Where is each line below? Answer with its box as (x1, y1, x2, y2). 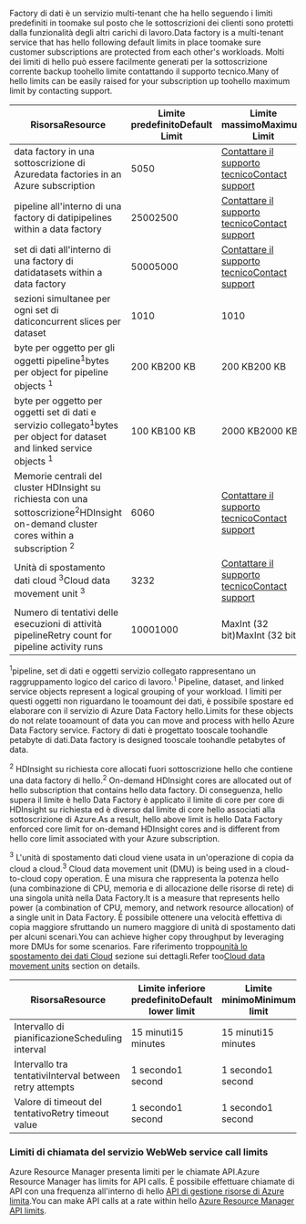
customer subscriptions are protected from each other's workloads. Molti (9, 47, 285, 58)
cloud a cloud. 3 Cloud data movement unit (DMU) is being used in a (9, 862, 263, 874)
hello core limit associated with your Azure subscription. (9, 832, 220, 843)
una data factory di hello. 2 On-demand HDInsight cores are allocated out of (9, 773, 292, 786)
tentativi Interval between (14, 1069, 121, 1082)
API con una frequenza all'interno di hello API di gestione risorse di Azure (9, 1186, 285, 1197)
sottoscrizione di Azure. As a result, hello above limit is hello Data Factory (9, 813, 283, 824)
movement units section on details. (9, 960, 141, 971)
